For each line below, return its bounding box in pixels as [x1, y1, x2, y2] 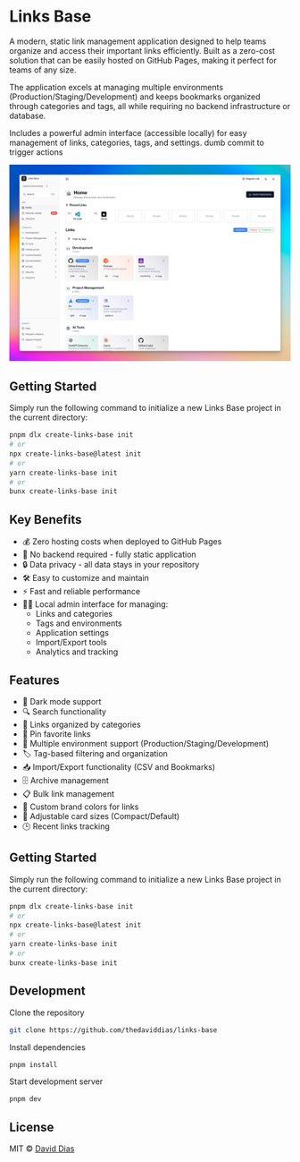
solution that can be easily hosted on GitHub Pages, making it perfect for [9, 55, 277, 65]
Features [9, 672, 60, 688]
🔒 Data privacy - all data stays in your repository [21, 560, 200, 570]
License [9, 1119, 54, 1134]
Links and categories [35, 609, 113, 619]
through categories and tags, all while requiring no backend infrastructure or [9, 100, 291, 111]
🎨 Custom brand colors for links [21, 801, 139, 812]
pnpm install [9, 1060, 58, 1069]
